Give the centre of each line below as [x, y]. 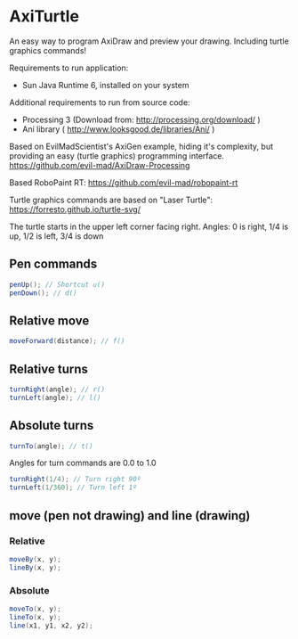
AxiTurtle [44, 16]
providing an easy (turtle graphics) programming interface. [117, 156]
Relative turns [49, 369]
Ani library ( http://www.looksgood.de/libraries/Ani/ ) [118, 129]
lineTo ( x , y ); [36, 617]
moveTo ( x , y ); [36, 609]
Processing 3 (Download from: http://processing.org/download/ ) [141, 119]
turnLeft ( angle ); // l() [55, 397]
